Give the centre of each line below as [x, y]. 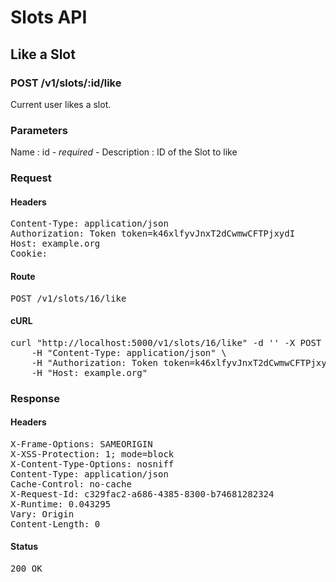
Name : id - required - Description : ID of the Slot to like [124, 152]
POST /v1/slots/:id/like [66, 83]
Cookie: [29, 254]
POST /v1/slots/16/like [68, 298]
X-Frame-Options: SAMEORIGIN [81, 444]
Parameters [39, 130]
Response [35, 398]
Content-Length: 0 [55, 524]
